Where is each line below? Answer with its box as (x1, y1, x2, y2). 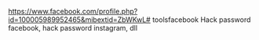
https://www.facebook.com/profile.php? (8, 7, 138, 16)
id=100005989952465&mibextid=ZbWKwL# (8, 15, 151, 24)
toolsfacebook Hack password (151, 15, 251, 24)
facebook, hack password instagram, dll (8, 24, 138, 32)
